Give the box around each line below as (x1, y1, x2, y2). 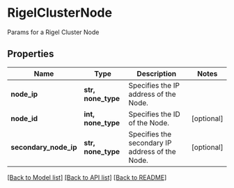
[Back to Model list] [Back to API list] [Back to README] (7, 173, 167, 182)
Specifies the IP (128, 80, 180, 90)
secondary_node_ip (10, 142, 78, 152)
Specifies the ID (128, 109, 180, 119)
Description (136, 68, 177, 78)
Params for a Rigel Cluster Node (7, 28, 100, 36)
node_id (10, 113, 38, 123)
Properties (7, 48, 54, 60)
